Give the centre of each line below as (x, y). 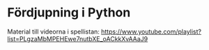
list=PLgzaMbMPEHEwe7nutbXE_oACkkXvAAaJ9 (78, 38)
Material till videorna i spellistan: (53, 32)
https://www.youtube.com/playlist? (151, 32)
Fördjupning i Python (69, 13)
